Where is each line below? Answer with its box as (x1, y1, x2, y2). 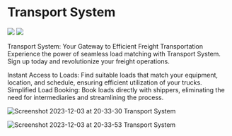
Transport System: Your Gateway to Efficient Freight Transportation (7, 42, 204, 50)
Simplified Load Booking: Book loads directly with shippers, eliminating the (7, 85, 225, 94)
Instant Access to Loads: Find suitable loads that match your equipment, (7, 70, 218, 79)
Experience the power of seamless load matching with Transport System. (7, 49, 221, 58)
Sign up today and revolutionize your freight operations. (7, 57, 170, 66)
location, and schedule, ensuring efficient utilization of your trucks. (7, 78, 203, 87)
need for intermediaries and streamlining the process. (7, 93, 164, 101)
